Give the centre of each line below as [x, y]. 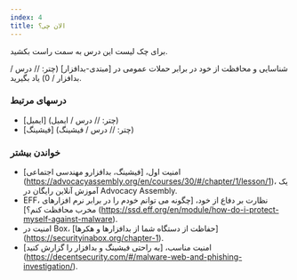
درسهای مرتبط [38, 100]
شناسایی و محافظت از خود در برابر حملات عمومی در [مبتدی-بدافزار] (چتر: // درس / [149, 68]
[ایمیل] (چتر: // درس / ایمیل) [71, 120]
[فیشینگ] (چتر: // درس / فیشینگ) [78, 129]
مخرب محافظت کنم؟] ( [62, 210]
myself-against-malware [68, 220]
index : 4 [26, 17]
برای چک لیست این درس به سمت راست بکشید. [89, 51]
